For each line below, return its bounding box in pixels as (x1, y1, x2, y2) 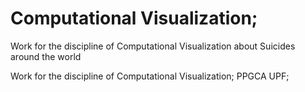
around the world (10, 50, 82, 62)
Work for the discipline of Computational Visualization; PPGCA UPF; (10, 70, 290, 82)
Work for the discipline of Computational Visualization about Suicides (10, 40, 296, 52)
